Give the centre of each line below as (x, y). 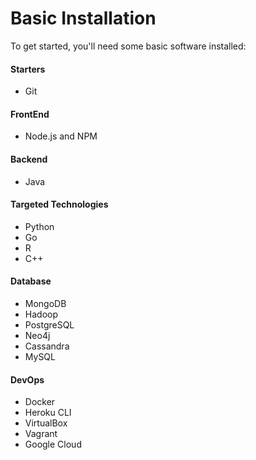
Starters (28, 69)
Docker (40, 402)
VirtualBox (46, 423)
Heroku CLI (48, 413)
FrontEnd (30, 114)
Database (31, 281)
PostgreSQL (49, 324)
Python (39, 226)
